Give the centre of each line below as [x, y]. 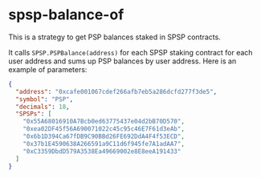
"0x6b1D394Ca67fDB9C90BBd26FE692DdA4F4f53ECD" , [104, 137]
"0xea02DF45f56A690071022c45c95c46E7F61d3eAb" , [104, 129]
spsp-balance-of [66, 15]
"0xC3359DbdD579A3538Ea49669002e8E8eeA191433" [102, 151]
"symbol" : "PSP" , [45, 99]
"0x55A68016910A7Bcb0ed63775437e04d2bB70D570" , [104, 122]
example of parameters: [48, 69]
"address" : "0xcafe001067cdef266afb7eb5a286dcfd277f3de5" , [116, 91]
